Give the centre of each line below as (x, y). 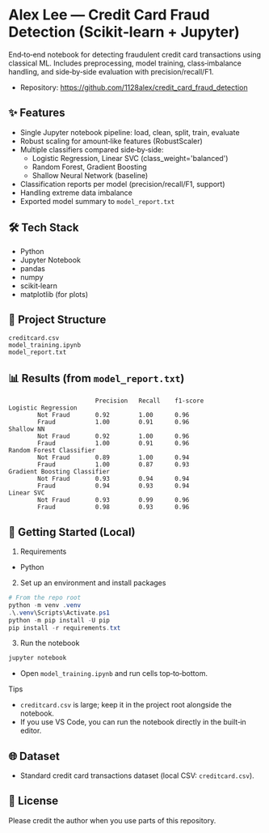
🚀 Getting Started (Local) (72, 532)
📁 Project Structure (57, 319)
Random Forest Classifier (52, 451)
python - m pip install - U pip (59, 620)
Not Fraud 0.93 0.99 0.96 (113, 500)
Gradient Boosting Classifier (59, 472)
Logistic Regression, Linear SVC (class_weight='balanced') (130, 158)
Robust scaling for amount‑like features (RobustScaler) (111, 141)
